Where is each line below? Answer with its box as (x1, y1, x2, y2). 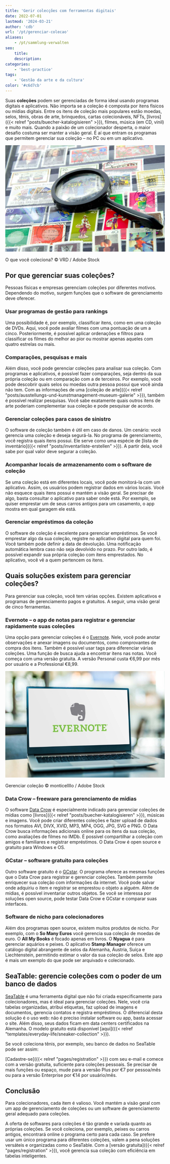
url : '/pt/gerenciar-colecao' (5, 29, 69, 35)
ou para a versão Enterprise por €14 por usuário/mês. (5, 1072, 117, 1078)
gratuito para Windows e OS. (5, 845, 66, 851)
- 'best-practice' (14, 67, 53, 72)
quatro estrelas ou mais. (5, 341, 56, 347)
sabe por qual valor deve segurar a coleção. (5, 449, 97, 455)
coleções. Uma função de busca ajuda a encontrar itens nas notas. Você (5, 650, 157, 656)
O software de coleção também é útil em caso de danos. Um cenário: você (5, 427, 161, 433)
